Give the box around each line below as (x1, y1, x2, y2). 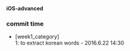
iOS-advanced (6, 5, 43, 12)
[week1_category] (14, 33, 60, 40)
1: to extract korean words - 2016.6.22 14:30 (14, 39, 125, 46)
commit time (6, 20, 44, 28)
